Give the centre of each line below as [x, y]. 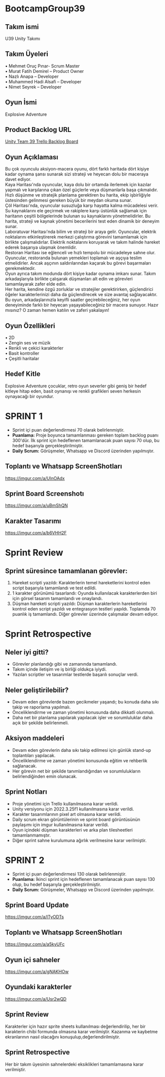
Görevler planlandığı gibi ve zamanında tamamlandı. [65, 664]
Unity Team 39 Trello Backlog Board [42, 141]
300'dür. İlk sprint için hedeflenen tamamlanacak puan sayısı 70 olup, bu [86, 440]
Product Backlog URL [38, 130]
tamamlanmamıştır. [31, 835]
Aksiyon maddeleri [35, 738]
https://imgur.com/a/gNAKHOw [37, 972]
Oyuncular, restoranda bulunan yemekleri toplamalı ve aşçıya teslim [73, 258]
